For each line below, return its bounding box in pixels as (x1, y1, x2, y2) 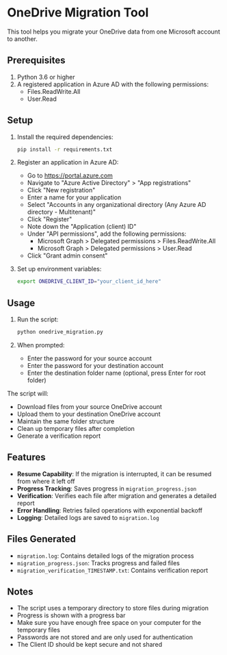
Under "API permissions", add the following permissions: (27, 230, 187, 238)
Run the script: (16, 315, 59, 323)
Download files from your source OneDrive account (16, 403, 163, 410)
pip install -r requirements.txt (16, 146, 113, 153)
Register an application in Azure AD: (16, 158, 119, 166)
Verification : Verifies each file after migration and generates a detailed (16, 491, 217, 499)
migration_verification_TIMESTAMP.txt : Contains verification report (16, 566, 209, 574)
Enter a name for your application (27, 193, 122, 201)
